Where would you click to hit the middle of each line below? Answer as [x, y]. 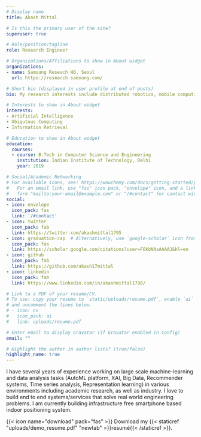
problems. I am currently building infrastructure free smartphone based [94, 403]
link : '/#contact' [35, 216]
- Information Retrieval [37, 127]
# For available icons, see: [42, 182]
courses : [22, 149]
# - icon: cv [22, 311]
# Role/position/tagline [37, 45]
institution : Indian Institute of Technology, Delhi [84, 161]
